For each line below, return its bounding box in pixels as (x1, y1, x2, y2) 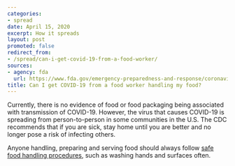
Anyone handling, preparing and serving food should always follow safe (7, 144, 214, 152)
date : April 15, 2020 (7, 23, 71, 30)
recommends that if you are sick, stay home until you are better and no (7, 123, 211, 131)
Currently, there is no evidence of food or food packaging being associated (7, 100, 224, 109)
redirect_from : (7, 50, 52, 56)
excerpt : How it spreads (7, 29, 80, 37)
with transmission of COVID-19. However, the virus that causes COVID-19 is (7, 108, 225, 116)
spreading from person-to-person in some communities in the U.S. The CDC (7, 116, 227, 124)
